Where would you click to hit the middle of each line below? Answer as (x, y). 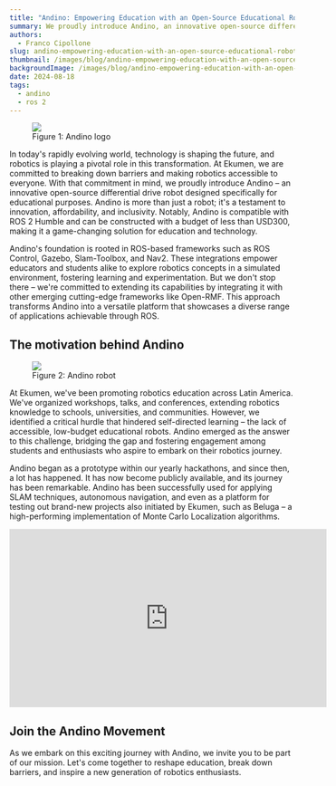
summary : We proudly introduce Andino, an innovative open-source (137, 26)
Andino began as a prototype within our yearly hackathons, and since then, (149, 468)
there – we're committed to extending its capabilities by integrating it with (146, 287)
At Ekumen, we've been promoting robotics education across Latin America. (151, 393)
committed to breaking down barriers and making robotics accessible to (144, 174)
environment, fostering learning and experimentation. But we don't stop (143, 278)
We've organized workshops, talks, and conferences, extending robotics (144, 403)
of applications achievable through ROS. (85, 316)
